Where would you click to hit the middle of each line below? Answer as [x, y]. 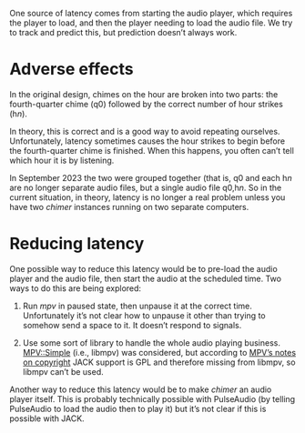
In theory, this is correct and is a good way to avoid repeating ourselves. [145, 131]
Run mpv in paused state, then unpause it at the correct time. [137, 306]
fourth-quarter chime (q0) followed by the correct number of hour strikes [147, 104]
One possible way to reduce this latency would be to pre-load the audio [143, 268]
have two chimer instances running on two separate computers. [129, 206]
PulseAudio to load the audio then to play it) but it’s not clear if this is [138, 408]
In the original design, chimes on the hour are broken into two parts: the [144, 94]
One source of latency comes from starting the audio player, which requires [151, 13]
